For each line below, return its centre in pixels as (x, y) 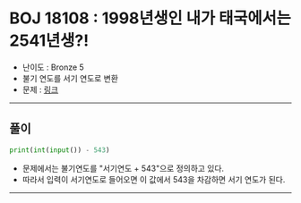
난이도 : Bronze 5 (53, 67)
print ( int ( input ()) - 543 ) (60, 150)
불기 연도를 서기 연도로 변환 (70, 78)
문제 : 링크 (40, 89)
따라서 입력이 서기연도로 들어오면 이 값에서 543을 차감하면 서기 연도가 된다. (154, 179)
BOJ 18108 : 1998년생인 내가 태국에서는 (150, 18)
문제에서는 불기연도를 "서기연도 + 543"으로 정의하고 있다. (123, 168)
